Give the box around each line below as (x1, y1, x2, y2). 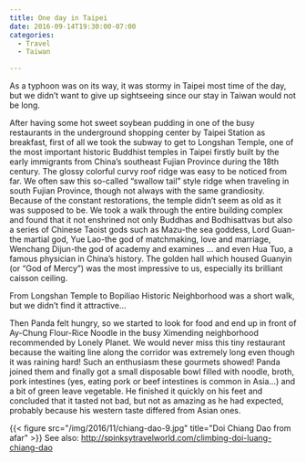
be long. (9, 100, 41, 110)
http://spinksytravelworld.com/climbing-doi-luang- (80, 433, 272, 444)
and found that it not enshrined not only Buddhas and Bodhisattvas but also (9, 215, 293, 226)
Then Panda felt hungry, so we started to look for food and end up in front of (9, 318, 297, 329)
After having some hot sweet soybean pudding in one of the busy (9, 118, 255, 129)
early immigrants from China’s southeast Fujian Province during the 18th (9, 156, 280, 167)
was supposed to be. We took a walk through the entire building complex (9, 205, 283, 215)
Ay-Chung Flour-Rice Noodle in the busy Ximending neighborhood (9, 328, 260, 339)
